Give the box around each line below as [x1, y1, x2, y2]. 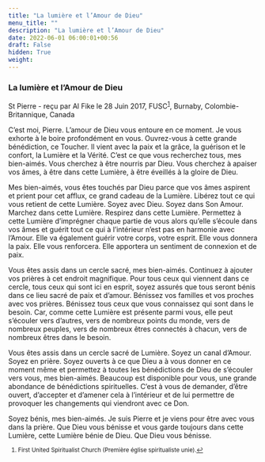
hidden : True [8, 48, 51, 56]
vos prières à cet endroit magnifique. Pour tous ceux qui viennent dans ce [8, 273, 249, 283]
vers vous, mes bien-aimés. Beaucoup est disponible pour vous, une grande [8, 373, 257, 383]
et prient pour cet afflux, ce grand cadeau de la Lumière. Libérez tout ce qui [8, 191, 256, 200]
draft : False [8, 41, 51, 49]
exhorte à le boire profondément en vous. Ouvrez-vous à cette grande [8, 133, 237, 143]
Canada [49, 109, 75, 119]
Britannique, [8, 109, 48, 119]
